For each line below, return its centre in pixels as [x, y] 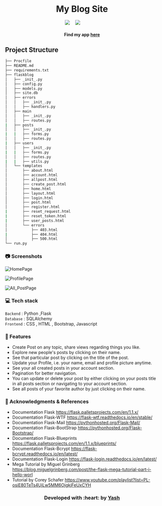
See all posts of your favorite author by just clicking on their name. [79, 389]
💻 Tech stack [21, 301]
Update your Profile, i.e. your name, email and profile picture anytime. [82, 363]
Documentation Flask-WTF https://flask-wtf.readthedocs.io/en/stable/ [82, 417]
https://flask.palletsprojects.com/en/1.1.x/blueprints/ [64, 443]
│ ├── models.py [24, 89]
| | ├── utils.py [27, 161]
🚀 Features [18, 336]
